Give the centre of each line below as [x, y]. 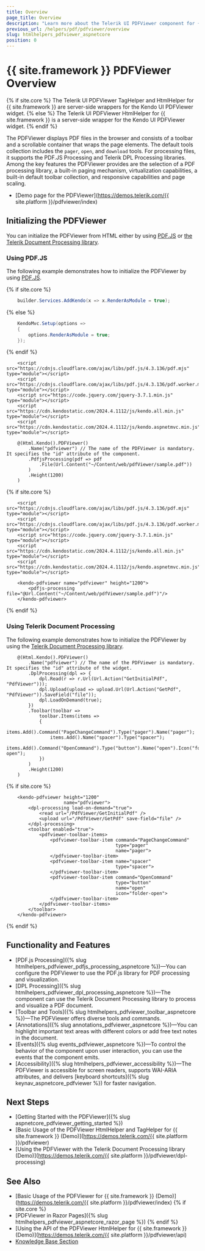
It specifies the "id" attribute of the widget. [69, 668]
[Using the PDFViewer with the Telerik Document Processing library [100, 1149]
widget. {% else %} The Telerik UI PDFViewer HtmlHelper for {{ [86, 113]
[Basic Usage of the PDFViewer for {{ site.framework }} [85, 1196]
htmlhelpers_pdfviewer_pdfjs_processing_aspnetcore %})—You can [101, 966]
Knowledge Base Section [47, 1241]
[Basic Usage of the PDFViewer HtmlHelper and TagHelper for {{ [96, 1130]
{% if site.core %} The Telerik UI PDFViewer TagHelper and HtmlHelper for [100, 100]
